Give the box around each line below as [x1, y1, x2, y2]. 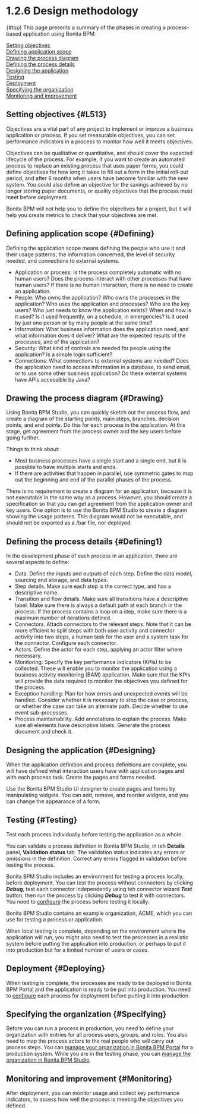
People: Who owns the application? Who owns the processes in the [14, 294, 180, 301]
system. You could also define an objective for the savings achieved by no [6, 181, 188, 188]
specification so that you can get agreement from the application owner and [6, 501, 192, 508]
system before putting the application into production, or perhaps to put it [6, 940, 186, 947]
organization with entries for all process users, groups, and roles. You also [6, 1031, 188, 1039]
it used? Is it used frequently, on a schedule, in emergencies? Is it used [14, 313, 188, 320]
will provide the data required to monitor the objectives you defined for [14, 678, 188, 685]
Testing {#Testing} [6, 815, 78, 825]
